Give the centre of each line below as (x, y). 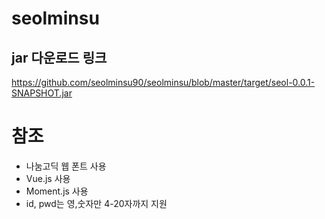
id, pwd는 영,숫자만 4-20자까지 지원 (96, 203)
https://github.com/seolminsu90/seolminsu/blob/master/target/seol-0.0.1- (163, 82)
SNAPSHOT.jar (42, 93)
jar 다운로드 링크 (59, 57)
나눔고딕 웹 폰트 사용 (66, 166)
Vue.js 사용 (48, 178)
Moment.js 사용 (57, 191)
